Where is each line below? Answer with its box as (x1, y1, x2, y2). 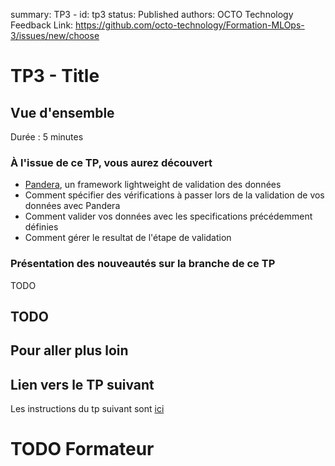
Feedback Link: (10, 19, 74, 31)
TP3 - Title (10, 65, 100, 88)
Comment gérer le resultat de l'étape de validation (24, 232, 232, 244)
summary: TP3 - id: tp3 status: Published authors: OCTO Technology (10, 9, 294, 20)
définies (24, 221, 59, 233)
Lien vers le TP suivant (10, 376, 155, 393)
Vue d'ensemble (10, 104, 115, 121)
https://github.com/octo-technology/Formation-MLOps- (75, 19, 305, 31)
